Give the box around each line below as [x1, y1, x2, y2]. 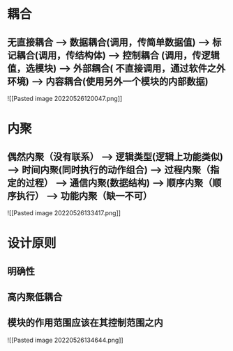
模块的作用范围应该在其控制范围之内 [7, 317, 163, 329]
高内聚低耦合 [7, 290, 63, 303]
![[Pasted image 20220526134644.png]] [7, 336, 123, 344]
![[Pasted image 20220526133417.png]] [7, 209, 121, 217]
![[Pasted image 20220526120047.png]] [7, 95, 123, 102]
